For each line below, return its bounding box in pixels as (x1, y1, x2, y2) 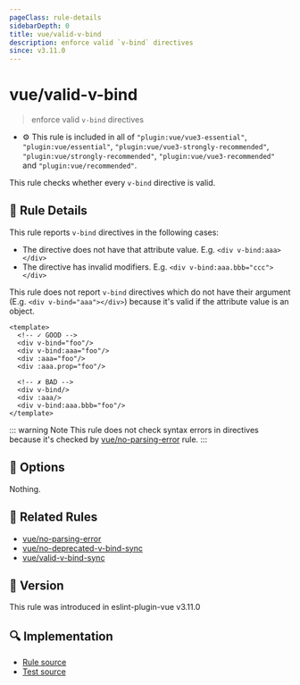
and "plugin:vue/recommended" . (21, 160, 137, 171)
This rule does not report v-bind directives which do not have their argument (9, 287, 291, 297)
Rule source (21, 657, 67, 668)
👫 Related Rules (9, 510, 98, 525)
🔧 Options (9, 460, 65, 475)
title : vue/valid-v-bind (9, 29, 102, 38)
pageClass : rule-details (9, 13, 102, 22)
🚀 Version (9, 578, 64, 593)
